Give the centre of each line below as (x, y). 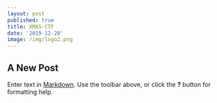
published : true (31, 20)
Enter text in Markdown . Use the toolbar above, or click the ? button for (109, 84)
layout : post (26, 14)
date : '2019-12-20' (35, 33)
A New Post (33, 68)
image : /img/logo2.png (40, 40)
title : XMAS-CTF (31, 26)
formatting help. (30, 92)
